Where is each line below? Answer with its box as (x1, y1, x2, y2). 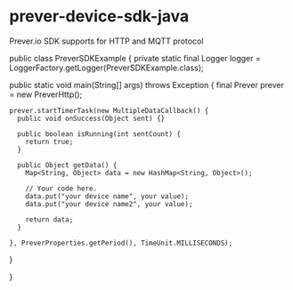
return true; (25, 137, 74, 146)
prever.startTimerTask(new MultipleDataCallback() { (9, 106, 209, 115)
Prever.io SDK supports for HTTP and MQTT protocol (9, 36, 204, 46)
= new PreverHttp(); (9, 89, 83, 100)
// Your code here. (25, 184, 98, 193)
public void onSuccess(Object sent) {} (17, 114, 166, 123)
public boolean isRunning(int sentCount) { (17, 129, 181, 139)
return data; (25, 215, 74, 224)
